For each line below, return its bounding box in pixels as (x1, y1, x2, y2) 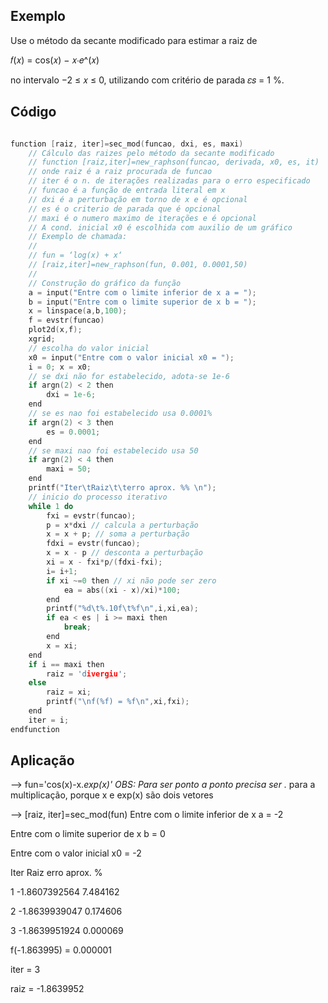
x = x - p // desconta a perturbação (46, 548, 203, 558)
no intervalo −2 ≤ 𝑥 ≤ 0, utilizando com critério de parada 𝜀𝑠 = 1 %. (10, 74, 285, 86)
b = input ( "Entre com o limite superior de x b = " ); (28, 297, 257, 307)
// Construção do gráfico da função (28, 278, 182, 288)
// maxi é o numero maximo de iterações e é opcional (28, 213, 257, 223)
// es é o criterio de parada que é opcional (28, 204, 222, 214)
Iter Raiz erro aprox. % (10, 867, 103, 879)
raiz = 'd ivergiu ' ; (46, 669, 128, 679)
